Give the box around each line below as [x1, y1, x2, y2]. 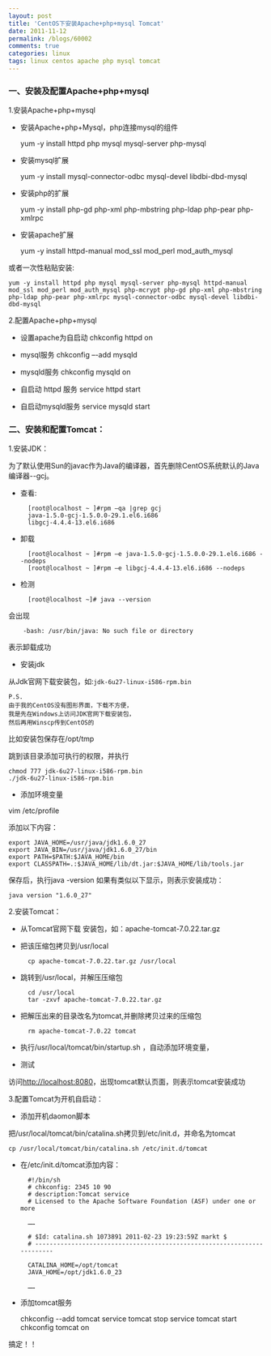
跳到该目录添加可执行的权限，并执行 [8, 751, 129, 761]
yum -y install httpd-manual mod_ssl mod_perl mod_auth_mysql [19, 246, 233, 256]
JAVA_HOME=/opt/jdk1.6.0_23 [28, 1268, 123, 1277]
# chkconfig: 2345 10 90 [28, 1183, 112, 1191]
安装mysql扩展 [19, 156, 70, 165]
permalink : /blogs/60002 [8, 34, 92, 43]
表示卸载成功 [8, 642, 51, 652]
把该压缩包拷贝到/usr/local [19, 941, 109, 951]
